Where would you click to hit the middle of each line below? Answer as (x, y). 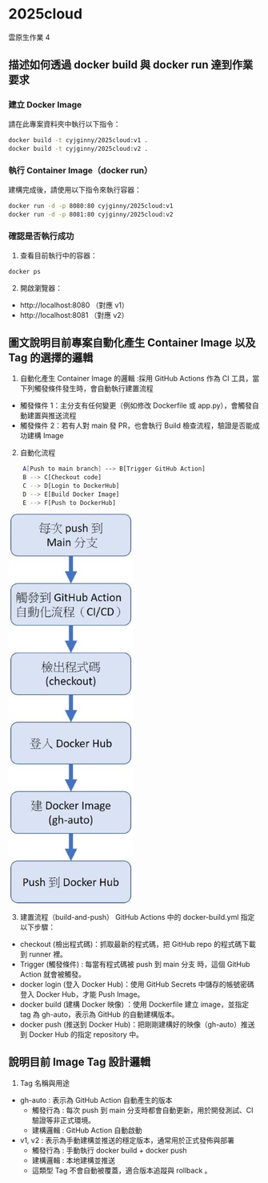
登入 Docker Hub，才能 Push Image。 (82, 994)
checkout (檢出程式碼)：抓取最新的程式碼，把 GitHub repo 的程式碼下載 (138, 944)
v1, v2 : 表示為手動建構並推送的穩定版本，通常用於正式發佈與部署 (127, 1140)
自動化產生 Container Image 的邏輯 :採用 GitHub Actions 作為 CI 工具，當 (140, 379)
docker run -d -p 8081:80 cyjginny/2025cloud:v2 (91, 214)
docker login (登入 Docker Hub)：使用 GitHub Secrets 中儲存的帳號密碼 (137, 984)
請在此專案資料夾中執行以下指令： (64, 124)
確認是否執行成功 (41, 236)
